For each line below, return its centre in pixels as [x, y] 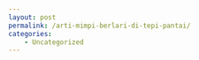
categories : [30, 34]
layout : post [32, 17]
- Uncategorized [54, 42]
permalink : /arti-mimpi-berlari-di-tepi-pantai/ [99, 26]
